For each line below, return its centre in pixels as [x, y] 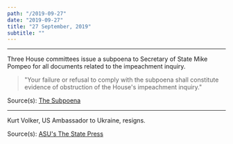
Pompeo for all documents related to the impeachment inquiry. [96, 66]
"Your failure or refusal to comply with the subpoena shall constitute [121, 80]
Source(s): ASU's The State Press [55, 134]
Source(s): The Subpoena [44, 100]
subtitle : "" [26, 33]
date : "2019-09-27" [35, 20]
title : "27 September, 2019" [49, 26]
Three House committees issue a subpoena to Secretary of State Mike [107, 59]
